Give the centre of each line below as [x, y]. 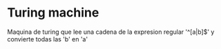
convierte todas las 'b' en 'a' [48, 39]
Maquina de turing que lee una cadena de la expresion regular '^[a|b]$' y [111, 32]
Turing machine [53, 13]
